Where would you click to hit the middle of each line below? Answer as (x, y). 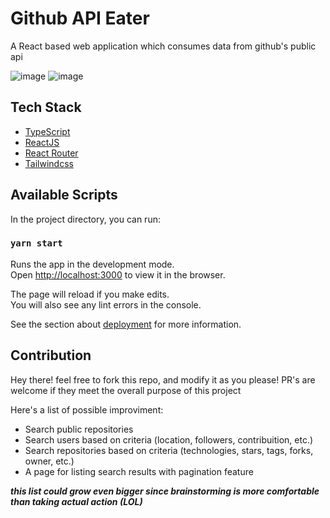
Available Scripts (64, 195)
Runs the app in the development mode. (92, 264)
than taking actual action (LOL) (76, 501)
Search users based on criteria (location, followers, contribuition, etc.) (169, 439)
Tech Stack (46, 107)
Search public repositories (79, 429)
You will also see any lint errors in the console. (106, 304)
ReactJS (42, 142)
